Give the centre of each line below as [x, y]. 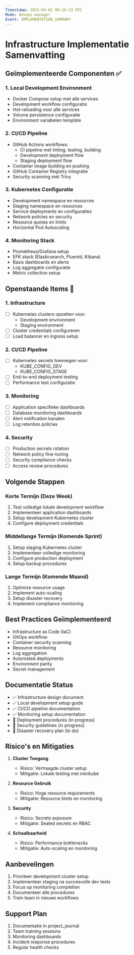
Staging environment [42, 325]
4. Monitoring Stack [30, 240]
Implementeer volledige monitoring [49, 552]
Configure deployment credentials [48, 523]
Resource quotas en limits [39, 222]
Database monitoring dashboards [47, 413]
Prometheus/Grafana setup [41, 251]
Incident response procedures [44, 942]
